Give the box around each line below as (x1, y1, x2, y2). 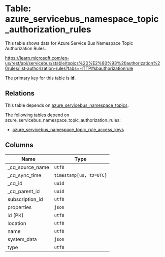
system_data (7, 236, 37, 243)
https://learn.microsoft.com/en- (5, 55, 69, 61)
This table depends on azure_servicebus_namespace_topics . (5, 102, 129, 108)
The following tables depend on (5, 112, 70, 118)
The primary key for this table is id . (5, 75, 76, 81)
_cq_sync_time (7, 172, 42, 179)
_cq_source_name (7, 163, 49, 170)
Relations (5, 89, 35, 97)
